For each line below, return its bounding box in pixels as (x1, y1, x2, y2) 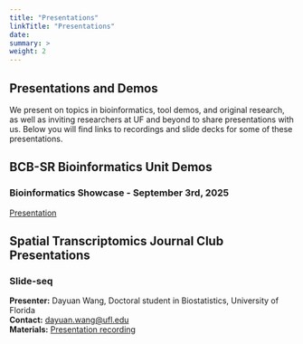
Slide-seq (9, 274, 53, 287)
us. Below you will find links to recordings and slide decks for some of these (9, 123, 293, 134)
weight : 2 (9, 47, 47, 56)
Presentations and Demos (9, 81, 158, 96)
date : (9, 30, 30, 39)
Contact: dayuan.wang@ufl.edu (9, 314, 129, 326)
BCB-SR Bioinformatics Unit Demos (9, 159, 213, 175)
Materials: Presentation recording (9, 324, 136, 335)
